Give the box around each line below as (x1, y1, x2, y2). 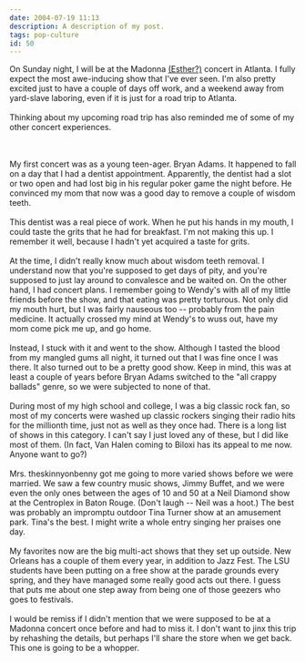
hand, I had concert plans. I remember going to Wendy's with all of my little (9, 284, 291, 296)
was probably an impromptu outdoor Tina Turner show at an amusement (9, 507, 281, 518)
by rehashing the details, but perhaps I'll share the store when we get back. (9, 633, 292, 644)
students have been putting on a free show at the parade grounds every (9, 565, 280, 576)
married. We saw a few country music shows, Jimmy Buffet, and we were (9, 478, 285, 489)
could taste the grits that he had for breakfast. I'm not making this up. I (9, 227, 274, 238)
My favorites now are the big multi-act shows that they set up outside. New (9, 545, 291, 556)
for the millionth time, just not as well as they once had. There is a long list (9, 420, 287, 431)
